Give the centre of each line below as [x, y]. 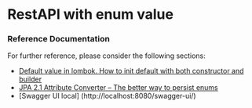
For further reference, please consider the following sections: [106, 56]
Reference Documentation [59, 39]
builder [30, 79]
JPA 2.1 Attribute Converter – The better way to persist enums [119, 88]
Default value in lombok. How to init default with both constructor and [131, 71]
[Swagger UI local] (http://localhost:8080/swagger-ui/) [108, 96]
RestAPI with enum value [91, 14]
